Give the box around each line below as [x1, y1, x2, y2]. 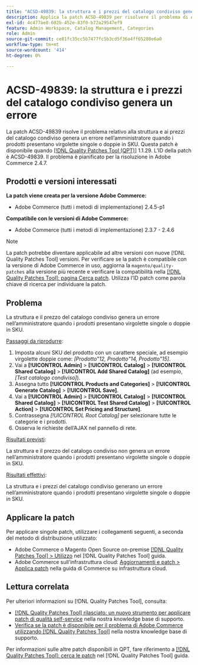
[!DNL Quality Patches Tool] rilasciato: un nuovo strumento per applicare [14, 609, 191, 616]
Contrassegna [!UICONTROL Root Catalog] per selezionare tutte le [14, 412, 177, 419]
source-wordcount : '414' [6, 47, 67, 53]
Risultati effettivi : [6, 471, 47, 479]
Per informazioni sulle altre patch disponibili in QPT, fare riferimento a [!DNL [6, 645, 190, 653]
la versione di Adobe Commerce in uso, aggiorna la [6, 262, 131, 269]
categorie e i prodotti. [14, 418, 68, 426]
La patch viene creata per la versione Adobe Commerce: [6, 192, 147, 199]
